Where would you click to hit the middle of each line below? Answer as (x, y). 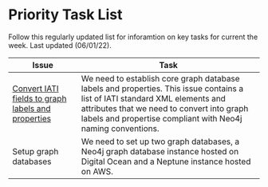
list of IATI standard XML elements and (153, 98)
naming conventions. (120, 128)
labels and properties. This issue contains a (162, 88)
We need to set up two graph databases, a (160, 141)
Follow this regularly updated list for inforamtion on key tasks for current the (133, 37)
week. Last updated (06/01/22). (60, 45)
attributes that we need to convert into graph (165, 108)
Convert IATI (35, 88)
